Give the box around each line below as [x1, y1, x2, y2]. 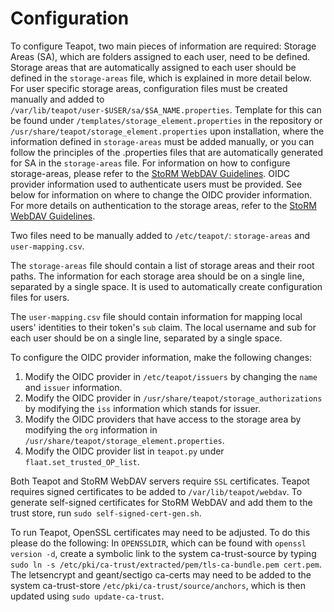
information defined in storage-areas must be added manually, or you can [10, 135, 315, 147]
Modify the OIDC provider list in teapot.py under [24, 445, 225, 457]
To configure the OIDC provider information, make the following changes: [10, 351, 313, 363]
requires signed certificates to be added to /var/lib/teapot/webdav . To [10, 485, 303, 497]
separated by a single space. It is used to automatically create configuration [10, 280, 323, 292]
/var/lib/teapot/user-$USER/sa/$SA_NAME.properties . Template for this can [10, 103, 322, 116]
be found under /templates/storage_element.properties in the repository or [10, 114, 323, 126]
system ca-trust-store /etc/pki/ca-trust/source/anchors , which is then [10, 579, 306, 591]
